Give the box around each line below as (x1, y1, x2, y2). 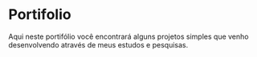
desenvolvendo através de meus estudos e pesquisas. (8, 40, 189, 49)
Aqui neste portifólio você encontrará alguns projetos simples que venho (8, 32, 249, 41)
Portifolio (8, 6, 71, 24)
